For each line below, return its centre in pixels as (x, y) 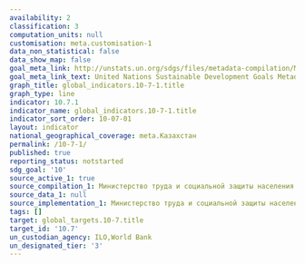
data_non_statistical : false (64, 52)
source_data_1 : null (49, 195)
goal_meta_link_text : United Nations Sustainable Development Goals (142, 77)
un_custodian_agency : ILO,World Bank (81, 237)
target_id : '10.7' (44, 229)
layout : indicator (44, 128)
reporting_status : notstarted (67, 161)
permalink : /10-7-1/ (49, 144)
